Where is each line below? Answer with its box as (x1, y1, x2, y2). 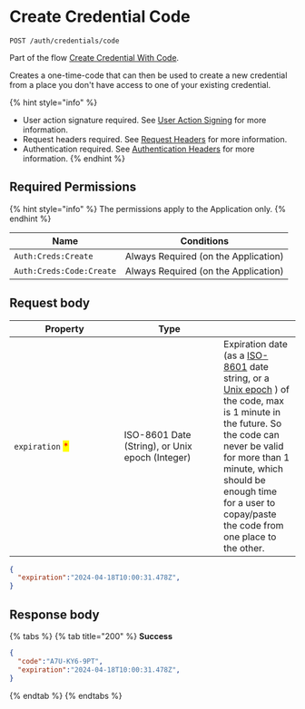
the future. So (223, 417, 282, 430)
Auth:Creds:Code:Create (14, 266, 117, 276)
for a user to (223, 496, 276, 509)
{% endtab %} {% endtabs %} (9, 690, 123, 701)
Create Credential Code (9, 6, 191, 27)
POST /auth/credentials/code (9, 36, 120, 45)
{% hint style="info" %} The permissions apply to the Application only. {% (9, 203, 287, 214)
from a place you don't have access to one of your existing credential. (9, 79, 271, 90)
